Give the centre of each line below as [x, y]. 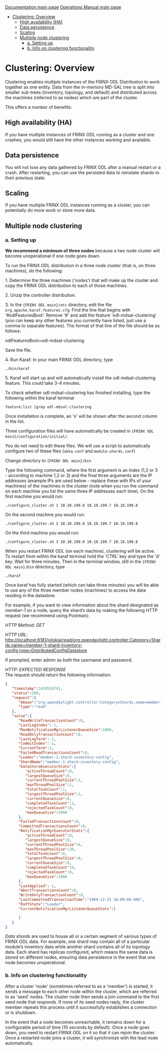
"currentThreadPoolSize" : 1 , [54, 780]
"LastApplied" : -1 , [37, 886]
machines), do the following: [34, 271]
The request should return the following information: [58, 675]
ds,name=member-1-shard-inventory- [44, 645]
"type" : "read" [33, 707]
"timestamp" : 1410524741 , [37, 688]
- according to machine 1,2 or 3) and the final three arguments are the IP [79, 476]
